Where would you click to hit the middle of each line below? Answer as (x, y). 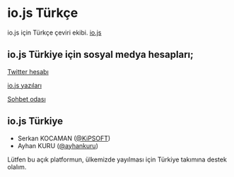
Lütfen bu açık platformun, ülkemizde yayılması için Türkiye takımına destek (117, 159)
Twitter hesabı (28, 71)
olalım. (17, 166)
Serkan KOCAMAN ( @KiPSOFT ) (64, 138)
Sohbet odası (27, 99)
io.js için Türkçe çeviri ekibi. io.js (54, 32)
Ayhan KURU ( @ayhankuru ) (58, 145)
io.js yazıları (25, 85)
